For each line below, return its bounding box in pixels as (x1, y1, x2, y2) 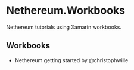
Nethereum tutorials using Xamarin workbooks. (6, 23, 122, 31)
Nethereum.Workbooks (6, 4, 126, 17)
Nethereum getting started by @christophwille (14, 56, 129, 63)
